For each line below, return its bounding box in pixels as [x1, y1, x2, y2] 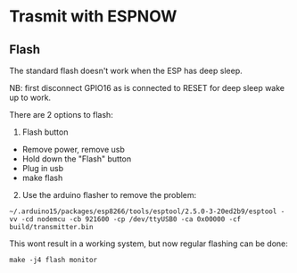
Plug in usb [21, 163, 64, 173]
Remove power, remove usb [21, 145, 125, 154]
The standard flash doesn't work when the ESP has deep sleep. [9, 65, 243, 76]
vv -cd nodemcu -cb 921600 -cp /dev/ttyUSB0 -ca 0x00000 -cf [9, 215, 242, 224]
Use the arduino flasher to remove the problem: [21, 190, 197, 200]
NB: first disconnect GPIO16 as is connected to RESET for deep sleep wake [9, 83, 285, 93]
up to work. [9, 92, 52, 103]
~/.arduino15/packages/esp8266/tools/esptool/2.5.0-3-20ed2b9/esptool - [9, 207, 285, 216]
